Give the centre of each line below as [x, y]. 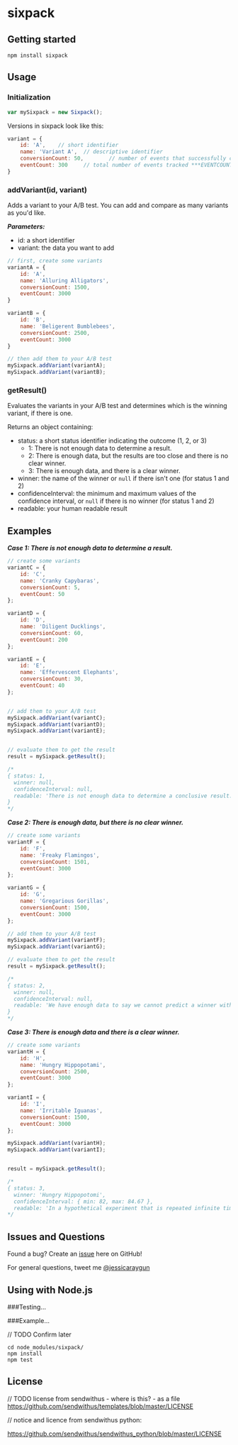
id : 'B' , [33, 320]
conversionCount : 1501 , [55, 862]
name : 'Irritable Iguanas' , [61, 1111]
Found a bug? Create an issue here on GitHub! [75, 1254]
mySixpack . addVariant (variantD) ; [57, 724]
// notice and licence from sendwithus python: [75, 1419]
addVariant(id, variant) [47, 189]
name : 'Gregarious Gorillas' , [65, 901]
